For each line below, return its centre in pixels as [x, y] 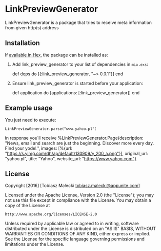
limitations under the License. [35, 244]
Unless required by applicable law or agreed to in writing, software [72, 224]
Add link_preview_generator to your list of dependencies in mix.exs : [80, 64]
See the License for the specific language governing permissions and [75, 239]
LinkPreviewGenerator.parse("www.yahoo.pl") [51, 129]
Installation [22, 43]
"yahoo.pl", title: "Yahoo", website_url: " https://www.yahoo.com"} [71, 158]
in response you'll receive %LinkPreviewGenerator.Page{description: [74, 138]
